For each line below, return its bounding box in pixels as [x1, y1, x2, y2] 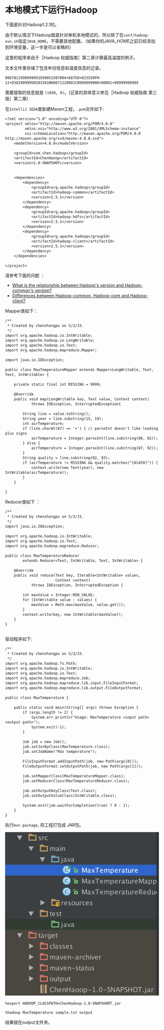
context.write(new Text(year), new [31, 465, 104, 470]
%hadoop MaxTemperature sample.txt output [5, 1010, 93, 1015]
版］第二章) [5, 95, 28, 101]
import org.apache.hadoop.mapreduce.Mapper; [5, 348, 97, 352]
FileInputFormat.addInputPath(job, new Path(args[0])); [22, 759, 139, 764]
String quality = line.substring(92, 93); [22, 455, 110, 460]
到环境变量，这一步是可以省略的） [5, 44, 74, 50]
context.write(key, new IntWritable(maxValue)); [22, 612, 123, 617]
